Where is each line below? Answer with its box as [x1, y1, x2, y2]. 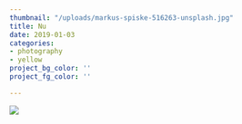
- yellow [9, 55, 43, 64]
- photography [9, 47, 64, 56]
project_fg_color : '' [9, 72, 92, 81]
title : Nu [9, 22, 47, 31]
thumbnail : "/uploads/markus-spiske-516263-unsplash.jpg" [9, 13, 234, 23]
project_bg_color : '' [9, 64, 92, 73]
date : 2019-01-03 [9, 30, 76, 39]
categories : [9, 38, 55, 48]
